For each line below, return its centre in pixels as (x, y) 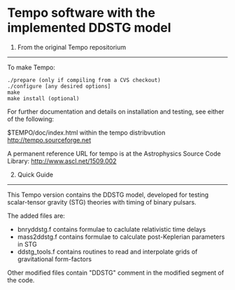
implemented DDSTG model (89, 28)
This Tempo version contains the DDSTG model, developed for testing (108, 195)
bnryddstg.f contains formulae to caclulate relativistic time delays (112, 229)
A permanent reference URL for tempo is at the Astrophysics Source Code (114, 153)
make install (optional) (43, 98)
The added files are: (36, 216)
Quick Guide (35, 174)
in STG (27, 244)
